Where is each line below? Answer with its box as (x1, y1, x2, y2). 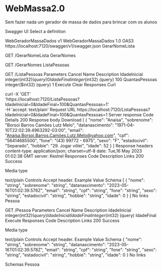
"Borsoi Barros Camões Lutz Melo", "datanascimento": (5, 122, 114, 128)
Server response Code (108, 111, 154, 117)
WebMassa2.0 (5, 3, 65, 14)
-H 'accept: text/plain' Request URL (5, 107, 76, 112)
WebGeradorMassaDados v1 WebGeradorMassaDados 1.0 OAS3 (5, 37, 134, 44)
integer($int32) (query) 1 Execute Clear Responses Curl (5, 81, 116, 88)
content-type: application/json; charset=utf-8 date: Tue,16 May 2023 (5, 148, 142, 154)
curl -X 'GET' (5, 91, 31, 97)
